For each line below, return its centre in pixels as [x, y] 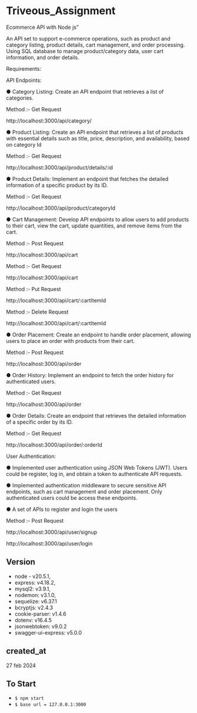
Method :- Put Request [34, 289]
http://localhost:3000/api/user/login [49, 543]
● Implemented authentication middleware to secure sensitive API [86, 485]
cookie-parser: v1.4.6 [40, 613]
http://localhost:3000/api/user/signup [52, 532]
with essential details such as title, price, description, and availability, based [98, 138]
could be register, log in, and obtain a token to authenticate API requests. [94, 474]
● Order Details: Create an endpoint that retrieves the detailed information [96, 415]
